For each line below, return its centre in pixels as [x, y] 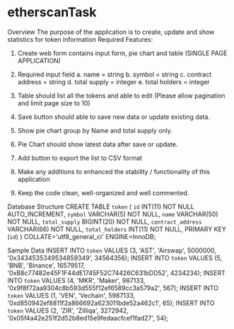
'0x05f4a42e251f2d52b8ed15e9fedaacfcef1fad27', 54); [88, 318]
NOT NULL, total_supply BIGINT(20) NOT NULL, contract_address [105, 221]
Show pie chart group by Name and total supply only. [95, 130]
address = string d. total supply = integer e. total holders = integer [113, 81]
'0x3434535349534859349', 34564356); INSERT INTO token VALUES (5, [115, 258]
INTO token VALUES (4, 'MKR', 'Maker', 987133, [76, 280]
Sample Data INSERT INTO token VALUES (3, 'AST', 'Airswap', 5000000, [112, 250]
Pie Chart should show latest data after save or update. [98, 144]
